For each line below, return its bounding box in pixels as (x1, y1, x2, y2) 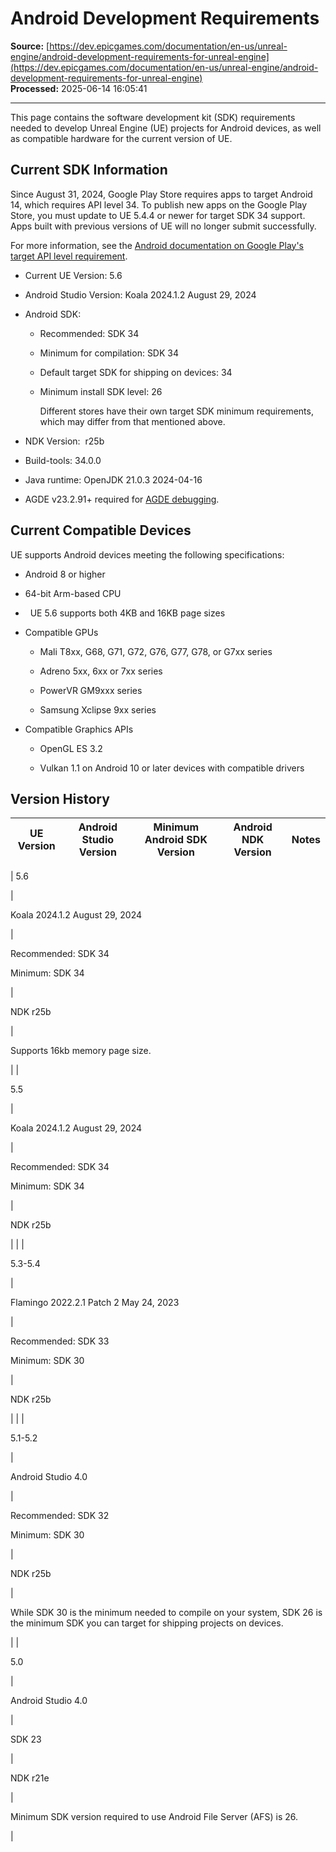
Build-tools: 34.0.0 (24, 454, 102, 466)
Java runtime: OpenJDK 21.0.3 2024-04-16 (24, 473, 203, 486)
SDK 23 (10, 1733, 42, 1746)
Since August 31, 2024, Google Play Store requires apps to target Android (10, 188, 313, 200)
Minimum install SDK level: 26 (39, 385, 163, 397)
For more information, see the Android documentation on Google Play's (10, 239, 304, 251)
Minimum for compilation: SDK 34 (39, 347, 180, 359)
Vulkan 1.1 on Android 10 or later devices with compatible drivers (39, 762, 305, 774)
